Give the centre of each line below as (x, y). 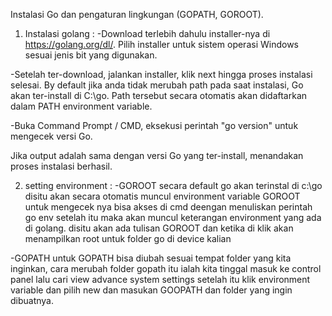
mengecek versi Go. (51, 136)
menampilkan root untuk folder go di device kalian (128, 238)
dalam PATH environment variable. (81, 106)
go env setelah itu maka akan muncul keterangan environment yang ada (173, 217)
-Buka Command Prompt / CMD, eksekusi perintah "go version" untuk (154, 125)
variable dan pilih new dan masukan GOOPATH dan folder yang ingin (151, 290)
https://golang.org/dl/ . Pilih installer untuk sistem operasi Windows (161, 44)
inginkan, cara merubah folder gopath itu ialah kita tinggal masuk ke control (166, 268)
